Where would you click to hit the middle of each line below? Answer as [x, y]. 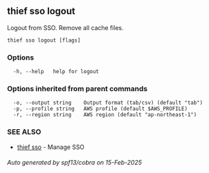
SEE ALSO [24, 132]
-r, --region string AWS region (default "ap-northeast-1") [105, 115]
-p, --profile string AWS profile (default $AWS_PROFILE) [100, 109]
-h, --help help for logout [56, 72]
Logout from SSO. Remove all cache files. [66, 27]
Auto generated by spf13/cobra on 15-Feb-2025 [74, 163]
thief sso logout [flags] [44, 40]
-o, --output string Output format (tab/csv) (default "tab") [108, 103]
